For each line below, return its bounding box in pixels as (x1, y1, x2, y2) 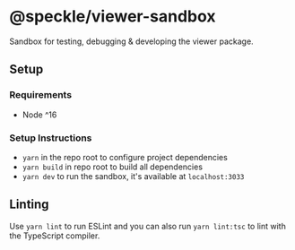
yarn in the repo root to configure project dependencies (22, 151, 229, 162)
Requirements (9, 89, 73, 101)
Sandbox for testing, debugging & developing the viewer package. (9, 36, 254, 47)
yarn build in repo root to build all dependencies (22, 161, 204, 172)
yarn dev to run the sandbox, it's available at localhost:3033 (22, 170, 245, 181)
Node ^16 (22, 109, 57, 120)
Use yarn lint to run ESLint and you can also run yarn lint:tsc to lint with (9, 220, 287, 231)
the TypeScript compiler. (9, 230, 100, 241)
